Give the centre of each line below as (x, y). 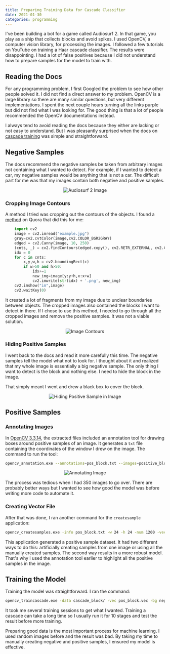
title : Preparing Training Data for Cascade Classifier (65, 10)
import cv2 (26, 229)
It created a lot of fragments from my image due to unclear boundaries (79, 300)
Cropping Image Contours (38, 203)
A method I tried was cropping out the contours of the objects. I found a (80, 214)
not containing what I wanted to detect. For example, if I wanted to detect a (83, 170)
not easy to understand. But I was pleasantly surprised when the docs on (81, 131)
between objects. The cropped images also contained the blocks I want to (82, 305)
